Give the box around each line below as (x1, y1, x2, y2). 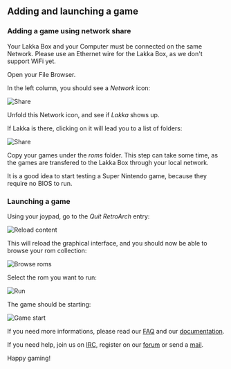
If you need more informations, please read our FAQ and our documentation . (7, 327, 225, 335)
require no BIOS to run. (7, 179, 73, 187)
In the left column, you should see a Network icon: (7, 83, 151, 92)
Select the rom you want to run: (7, 273, 97, 282)
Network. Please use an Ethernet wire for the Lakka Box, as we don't (7, 49, 203, 58)
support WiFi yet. (7, 57, 57, 65)
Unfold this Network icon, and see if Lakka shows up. (7, 110, 160, 119)
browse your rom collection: (7, 246, 87, 255)
